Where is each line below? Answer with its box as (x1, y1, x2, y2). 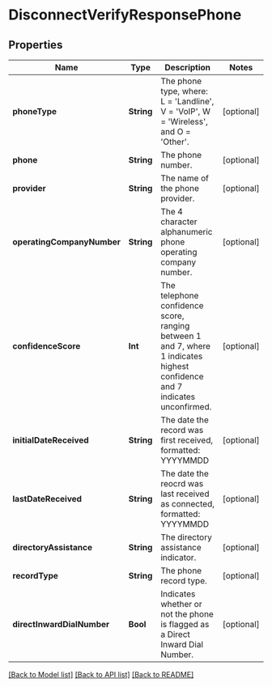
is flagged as (160, 619, 210, 630)
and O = (160, 126, 192, 137)
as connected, (160, 498, 215, 509)
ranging (160, 320, 190, 331)
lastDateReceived (12, 494, 83, 504)
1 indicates (160, 350, 203, 362)
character (160, 216, 198, 227)
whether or (160, 599, 202, 609)
